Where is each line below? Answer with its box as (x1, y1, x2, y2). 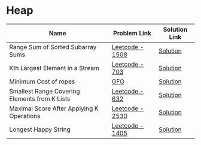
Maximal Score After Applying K (9, 104, 99, 113)
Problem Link (113, 29, 151, 37)
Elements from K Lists (9, 94, 71, 102)
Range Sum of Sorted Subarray (9, 43, 97, 51)
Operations (9, 111, 41, 120)
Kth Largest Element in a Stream (9, 64, 100, 72)
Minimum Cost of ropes (9, 77, 75, 86)
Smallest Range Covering (9, 87, 80, 95)
